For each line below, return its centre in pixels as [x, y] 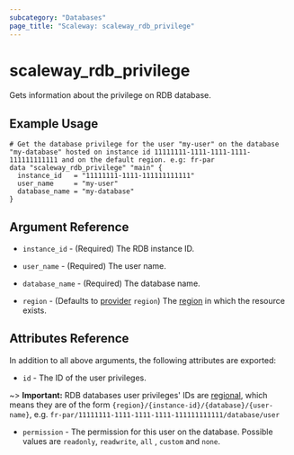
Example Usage [54, 124]
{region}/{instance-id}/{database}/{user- [193, 406]
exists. [34, 310]
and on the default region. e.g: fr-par [138, 160]
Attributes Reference [69, 339]
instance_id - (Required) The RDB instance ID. [108, 249]
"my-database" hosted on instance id [80, 152]
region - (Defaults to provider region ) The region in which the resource [154, 301]
